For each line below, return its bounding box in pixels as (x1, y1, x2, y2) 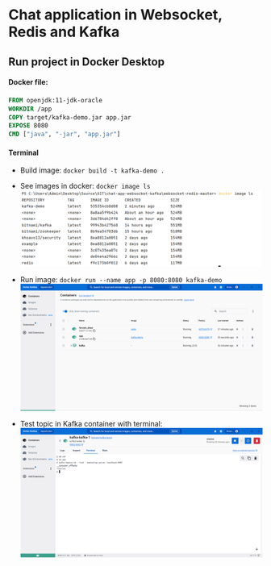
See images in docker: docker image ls (19, 181, 151, 191)
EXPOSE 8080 (8, 122, 48, 130)
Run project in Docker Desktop (8, 55, 165, 69)
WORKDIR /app (8, 105, 52, 113)
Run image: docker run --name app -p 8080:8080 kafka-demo (19, 275, 223, 285)
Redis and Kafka (8, 23, 120, 41)
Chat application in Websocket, (8, 6, 223, 24)
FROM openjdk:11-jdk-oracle (8, 96, 103, 104)
